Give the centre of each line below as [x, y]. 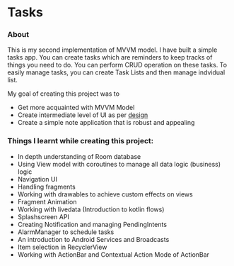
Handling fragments [46, 187]
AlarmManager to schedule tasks [66, 232]
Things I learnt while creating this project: [81, 141]
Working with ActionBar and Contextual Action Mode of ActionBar [113, 254]
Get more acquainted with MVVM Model [76, 108]
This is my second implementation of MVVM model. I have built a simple [112, 50]
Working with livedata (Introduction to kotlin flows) [91, 209]
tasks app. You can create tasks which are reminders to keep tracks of [110, 57]
